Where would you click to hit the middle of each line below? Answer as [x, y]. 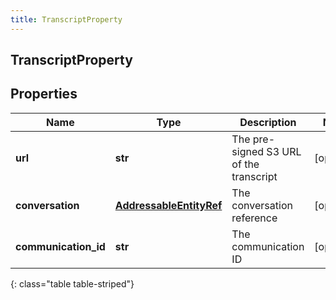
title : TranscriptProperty [66, 19]
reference [254, 218]
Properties [44, 94]
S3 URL [284, 151]
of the [245, 164]
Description [268, 122]
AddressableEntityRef [168, 205]
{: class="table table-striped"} [72, 283]
